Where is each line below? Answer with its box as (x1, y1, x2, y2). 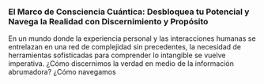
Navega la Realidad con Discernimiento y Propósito (8, 16, 209, 27)
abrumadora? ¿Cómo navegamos (8, 68, 116, 77)
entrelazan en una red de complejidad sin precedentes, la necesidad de (8, 42, 242, 52)
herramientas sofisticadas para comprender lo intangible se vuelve (8, 50, 226, 60)
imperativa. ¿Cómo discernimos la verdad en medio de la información (8, 59, 235, 68)
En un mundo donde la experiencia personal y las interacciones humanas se (8, 34, 256, 43)
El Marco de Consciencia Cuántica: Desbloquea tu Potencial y (8, 6, 250, 17)
